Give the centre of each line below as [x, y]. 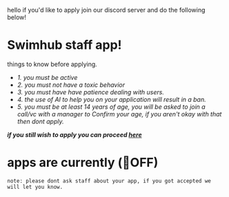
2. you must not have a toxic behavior [71, 85]
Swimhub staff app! [64, 45]
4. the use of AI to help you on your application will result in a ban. [112, 99]
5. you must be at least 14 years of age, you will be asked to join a [111, 107]
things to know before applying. [52, 64]
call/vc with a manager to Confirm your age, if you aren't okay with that [119, 114]
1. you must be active [47, 77]
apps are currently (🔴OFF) [83, 163]
